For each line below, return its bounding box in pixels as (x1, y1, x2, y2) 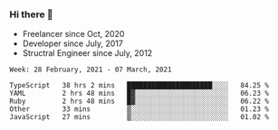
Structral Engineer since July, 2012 (22, 48, 153, 59)
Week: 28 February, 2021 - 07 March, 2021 (9, 65, 172, 75)
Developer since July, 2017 (22, 38, 124, 49)
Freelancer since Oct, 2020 (22, 29, 125, 40)
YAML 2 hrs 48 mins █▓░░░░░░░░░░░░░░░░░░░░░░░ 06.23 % (9, 89, 270, 98)
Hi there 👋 (9, 8, 54, 21)
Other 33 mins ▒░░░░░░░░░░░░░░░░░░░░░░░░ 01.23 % (9, 105, 270, 114)
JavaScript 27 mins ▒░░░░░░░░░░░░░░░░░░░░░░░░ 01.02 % (9, 113, 270, 122)
